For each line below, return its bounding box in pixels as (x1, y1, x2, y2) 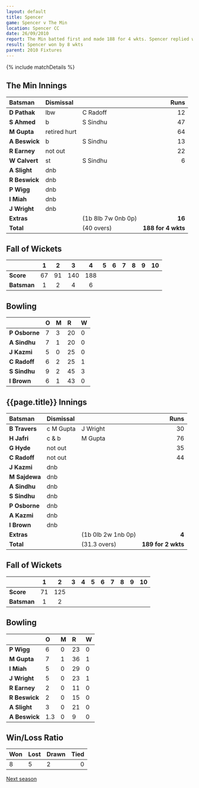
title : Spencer (6, 14, 44, 20)
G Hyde (9, 444, 31, 452)
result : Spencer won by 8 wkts (6, 42, 84, 48)
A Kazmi (9, 511, 34, 519)
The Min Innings (6, 81, 67, 91)
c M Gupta (46, 425, 76, 433)
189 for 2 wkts (142, 540, 185, 548)
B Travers (9, 425, 37, 433)
